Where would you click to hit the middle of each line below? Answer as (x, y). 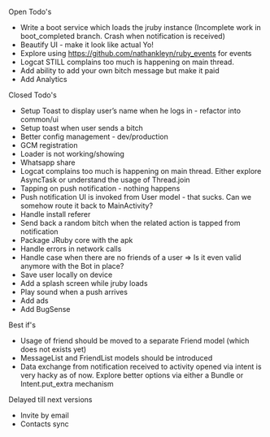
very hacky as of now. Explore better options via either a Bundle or (132, 375)
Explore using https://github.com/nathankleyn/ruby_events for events (136, 53)
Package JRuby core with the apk (76, 240)
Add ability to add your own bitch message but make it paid (120, 71)
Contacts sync (44, 424)
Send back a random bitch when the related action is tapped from (130, 223)
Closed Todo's (33, 95)
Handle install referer (55, 214)
